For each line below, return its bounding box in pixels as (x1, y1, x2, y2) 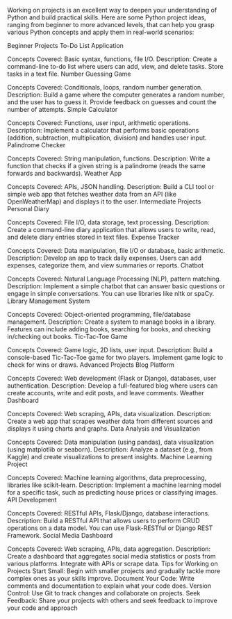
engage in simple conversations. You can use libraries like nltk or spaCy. (7, 290, 215, 297)
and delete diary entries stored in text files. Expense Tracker (7, 233, 180, 241)
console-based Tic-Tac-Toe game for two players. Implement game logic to (7, 354, 224, 361)
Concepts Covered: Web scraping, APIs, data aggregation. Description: (7, 545, 210, 553)
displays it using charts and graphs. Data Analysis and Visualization (7, 424, 200, 433)
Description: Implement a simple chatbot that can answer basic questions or (7, 282, 225, 290)
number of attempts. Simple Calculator (7, 106, 118, 113)
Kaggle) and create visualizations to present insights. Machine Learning (7, 453, 213, 461)
